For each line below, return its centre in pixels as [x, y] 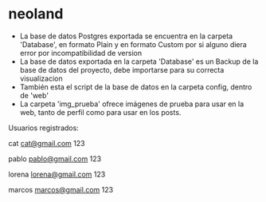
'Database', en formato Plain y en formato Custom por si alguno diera [133, 44]
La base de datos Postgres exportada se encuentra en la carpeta [126, 36]
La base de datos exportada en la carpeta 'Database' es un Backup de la [139, 61]
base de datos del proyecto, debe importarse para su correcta [122, 69]
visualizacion [41, 78]
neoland [36, 14]
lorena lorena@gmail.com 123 [57, 174]
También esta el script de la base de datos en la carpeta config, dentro [136, 87]
